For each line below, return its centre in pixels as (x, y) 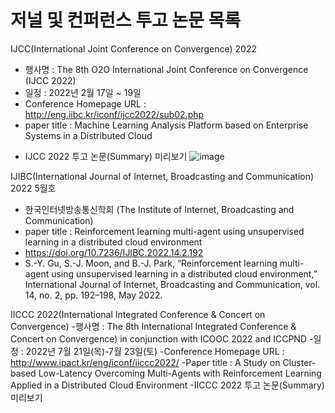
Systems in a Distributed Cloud (88, 135)
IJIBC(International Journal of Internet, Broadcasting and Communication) (162, 176)
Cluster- (299, 362)
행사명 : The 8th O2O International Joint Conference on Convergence (166, 69)
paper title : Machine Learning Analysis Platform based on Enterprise (166, 125)
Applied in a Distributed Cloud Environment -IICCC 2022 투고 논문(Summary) (167, 385)
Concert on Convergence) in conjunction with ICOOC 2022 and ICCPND (159, 338)
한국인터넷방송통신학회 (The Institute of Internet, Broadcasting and (159, 209)
